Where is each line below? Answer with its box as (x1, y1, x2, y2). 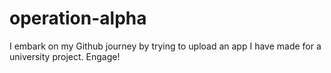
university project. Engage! (9, 50, 121, 62)
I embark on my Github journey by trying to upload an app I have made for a (9, 40, 322, 52)
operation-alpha (9, 7, 147, 30)
